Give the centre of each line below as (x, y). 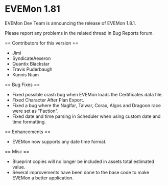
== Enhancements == (28, 132)
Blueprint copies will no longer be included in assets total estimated (83, 161)
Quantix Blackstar (31, 64)
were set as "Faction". (35, 111)
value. (19, 167)
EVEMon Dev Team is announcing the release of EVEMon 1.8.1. (70, 23)
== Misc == (17, 151)
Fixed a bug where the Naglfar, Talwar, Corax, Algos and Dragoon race (87, 105)
